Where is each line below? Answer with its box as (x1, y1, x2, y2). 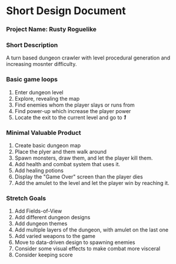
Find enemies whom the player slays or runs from (14, 101, 135, 108)
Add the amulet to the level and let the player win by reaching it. (14, 180, 170, 186)
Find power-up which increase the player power (14, 107, 131, 114)
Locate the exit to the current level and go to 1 (14, 114, 127, 121)
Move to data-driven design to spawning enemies (14, 239, 135, 246)
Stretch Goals (6, 194, 46, 202)
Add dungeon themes (14, 220, 68, 227)
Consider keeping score (14, 252, 73, 259)
